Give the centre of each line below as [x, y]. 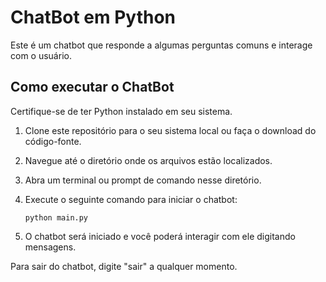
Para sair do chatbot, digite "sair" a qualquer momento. [124, 266]
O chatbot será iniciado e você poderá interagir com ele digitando [160, 236]
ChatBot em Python [93, 17]
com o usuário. [41, 55]
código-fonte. [53, 141]
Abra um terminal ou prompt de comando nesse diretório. [143, 180]
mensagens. [50, 247]
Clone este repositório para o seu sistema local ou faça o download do [170, 130]
